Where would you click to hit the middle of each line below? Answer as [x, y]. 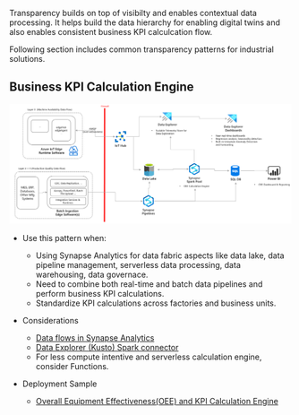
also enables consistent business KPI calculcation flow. [111, 32]
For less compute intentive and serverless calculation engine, [149, 357]
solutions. [27, 59]
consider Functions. [72, 366]
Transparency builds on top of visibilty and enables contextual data [133, 13]
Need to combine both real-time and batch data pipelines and [149, 284]
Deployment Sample [60, 384]
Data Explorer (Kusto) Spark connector [107, 347]
